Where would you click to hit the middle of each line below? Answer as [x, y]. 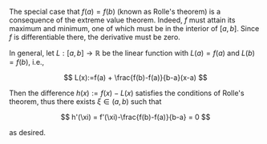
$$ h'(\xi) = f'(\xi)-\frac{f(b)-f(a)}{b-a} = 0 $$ [136, 117]
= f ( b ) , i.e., [27, 62]
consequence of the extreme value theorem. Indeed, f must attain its [122, 20]
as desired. [28, 132]
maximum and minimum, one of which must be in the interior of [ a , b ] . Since [134, 28]
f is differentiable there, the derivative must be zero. [95, 37]
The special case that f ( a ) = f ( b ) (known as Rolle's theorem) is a [115, 12]
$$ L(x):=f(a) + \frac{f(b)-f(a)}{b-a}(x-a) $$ [136, 78]
